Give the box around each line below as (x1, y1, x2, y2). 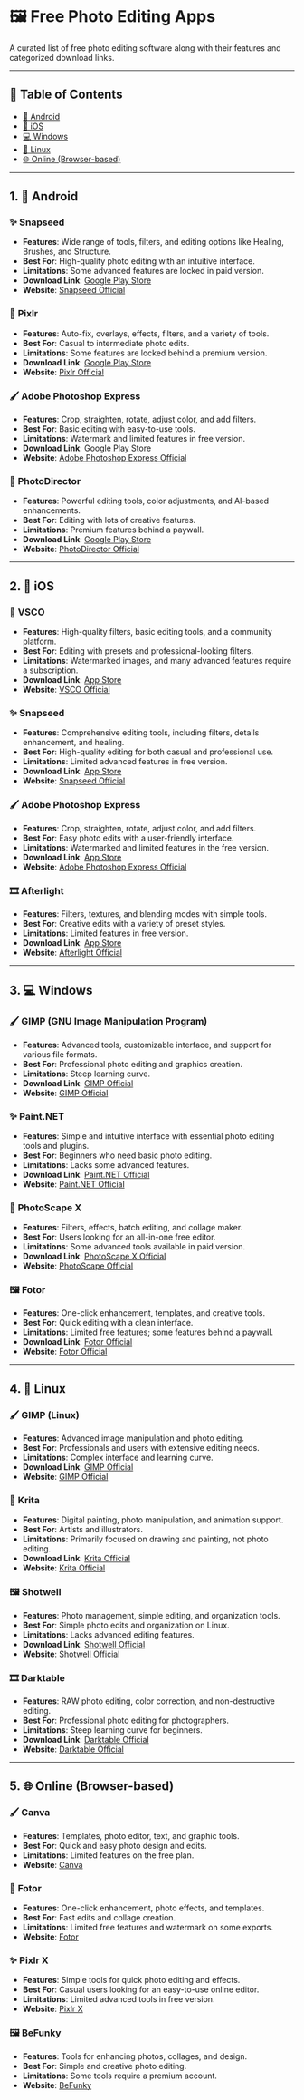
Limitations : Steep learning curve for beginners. (22, 1725, 204, 1735)
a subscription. (22, 665, 79, 676)
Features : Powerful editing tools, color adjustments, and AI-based (22, 495, 270, 507)
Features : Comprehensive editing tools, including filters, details (22, 727, 260, 738)
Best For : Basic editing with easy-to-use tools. (22, 423, 196, 434)
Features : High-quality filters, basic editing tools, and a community (22, 627, 273, 637)
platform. (22, 636, 57, 647)
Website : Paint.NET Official (22, 1179, 125, 1190)
